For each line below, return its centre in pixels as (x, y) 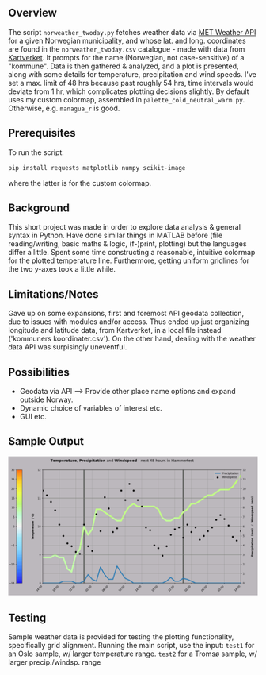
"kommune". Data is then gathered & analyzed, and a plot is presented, (123, 66)
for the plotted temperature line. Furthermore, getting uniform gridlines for (129, 260)
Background (39, 208)
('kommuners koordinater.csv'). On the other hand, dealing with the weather (132, 339)
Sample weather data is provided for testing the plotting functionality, (121, 637)
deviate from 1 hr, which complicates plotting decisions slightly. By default (129, 91)
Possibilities (39, 372)
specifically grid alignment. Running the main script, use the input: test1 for (131, 646)
